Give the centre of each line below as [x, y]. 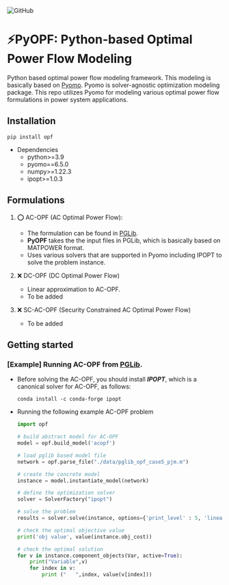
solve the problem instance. [66, 262]
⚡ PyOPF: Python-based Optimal [100, 39]
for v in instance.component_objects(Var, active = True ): [100, 556]
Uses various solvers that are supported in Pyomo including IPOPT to [124, 255]
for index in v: [53, 569]
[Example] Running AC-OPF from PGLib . [75, 364]
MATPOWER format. [55, 247]
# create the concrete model [58, 474]
